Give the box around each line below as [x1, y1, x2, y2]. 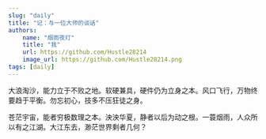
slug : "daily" [8, 11, 55, 20]
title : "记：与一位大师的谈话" [8, 19, 100, 27]
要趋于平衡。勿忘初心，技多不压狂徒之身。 [8, 96, 147, 105]
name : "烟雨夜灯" [22, 33, 75, 42]
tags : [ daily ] [8, 63, 55, 71]
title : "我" [22, 41, 61, 49]
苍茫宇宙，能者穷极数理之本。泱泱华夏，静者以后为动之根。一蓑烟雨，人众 [8, 112, 251, 122]
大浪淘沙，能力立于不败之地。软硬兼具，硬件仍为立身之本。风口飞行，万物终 [8, 85, 258, 95]
